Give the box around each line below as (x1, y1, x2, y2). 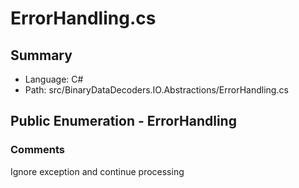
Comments (10, 143, 65, 157)
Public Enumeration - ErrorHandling (10, 113, 237, 130)
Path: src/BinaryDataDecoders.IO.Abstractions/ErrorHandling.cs (24, 84, 289, 96)
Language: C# (24, 73, 84, 85)
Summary (10, 47, 73, 64)
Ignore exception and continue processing (10, 165, 185, 177)
